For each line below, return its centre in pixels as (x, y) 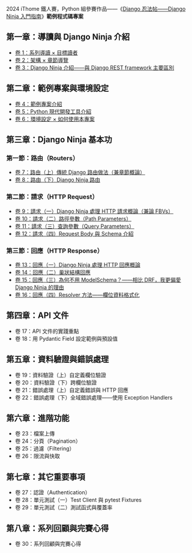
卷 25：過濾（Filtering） (45, 449)
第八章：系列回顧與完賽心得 (58, 528)
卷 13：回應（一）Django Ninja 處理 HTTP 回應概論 (78, 265)
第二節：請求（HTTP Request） (52, 197)
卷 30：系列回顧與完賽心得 (48, 543)
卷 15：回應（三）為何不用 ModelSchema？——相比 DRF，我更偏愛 (98, 279)
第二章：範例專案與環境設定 (58, 88)
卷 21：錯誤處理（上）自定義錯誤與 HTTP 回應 (72, 390)
